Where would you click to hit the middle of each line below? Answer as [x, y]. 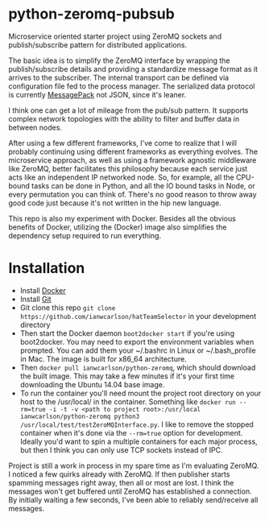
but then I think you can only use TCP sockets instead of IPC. [121, 450]
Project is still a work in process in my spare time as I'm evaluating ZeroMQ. [134, 465]
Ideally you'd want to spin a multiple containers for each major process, [139, 441]
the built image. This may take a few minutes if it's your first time [127, 376]
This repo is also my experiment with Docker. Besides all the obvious [122, 218]
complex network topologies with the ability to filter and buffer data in [124, 118]
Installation [47, 269]
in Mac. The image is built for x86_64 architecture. [103, 358]
